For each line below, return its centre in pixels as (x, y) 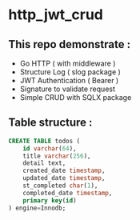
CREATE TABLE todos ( (44, 141)
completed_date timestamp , (68, 193)
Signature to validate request (68, 89)
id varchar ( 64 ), (50, 148)
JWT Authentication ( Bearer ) (69, 80)
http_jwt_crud (56, 15)
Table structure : (50, 123)
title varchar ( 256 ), (57, 156)
